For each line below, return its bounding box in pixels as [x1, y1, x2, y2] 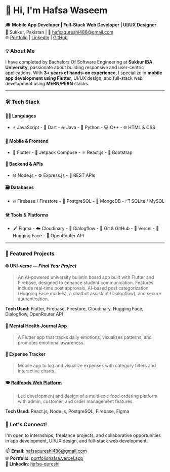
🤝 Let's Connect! [5, 421, 47, 428]
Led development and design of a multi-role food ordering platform [17, 393, 158, 399]
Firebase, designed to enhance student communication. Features [17, 279, 154, 286]
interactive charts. [17, 368, 56, 374]
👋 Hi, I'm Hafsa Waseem [5, 5, 108, 16]
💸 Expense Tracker [5, 351, 46, 357]
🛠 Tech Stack [5, 99, 40, 106]
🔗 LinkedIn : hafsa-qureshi [5, 461, 60, 467]
